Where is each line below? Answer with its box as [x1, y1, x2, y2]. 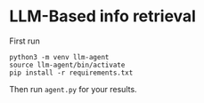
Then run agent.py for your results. [9, 83, 137, 94]
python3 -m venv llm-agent [9, 52, 110, 61]
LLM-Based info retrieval [9, 6, 196, 27]
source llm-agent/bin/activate [9, 60, 126, 69]
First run [9, 36, 40, 46]
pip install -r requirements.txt [9, 68, 134, 77]
